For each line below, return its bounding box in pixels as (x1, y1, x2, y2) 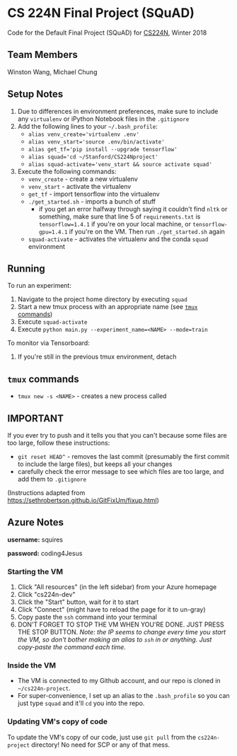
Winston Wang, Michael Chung (7, 67, 98, 76)
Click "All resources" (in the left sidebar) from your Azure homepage (17, 583, 217, 591)
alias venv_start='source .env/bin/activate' (28, 138, 165, 146)
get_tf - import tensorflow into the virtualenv (28, 190, 161, 198)
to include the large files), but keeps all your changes (17, 460, 173, 468)
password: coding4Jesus (7, 549, 83, 557)
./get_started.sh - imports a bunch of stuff (28, 197, 156, 206)
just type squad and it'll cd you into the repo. (17, 699, 145, 708)
